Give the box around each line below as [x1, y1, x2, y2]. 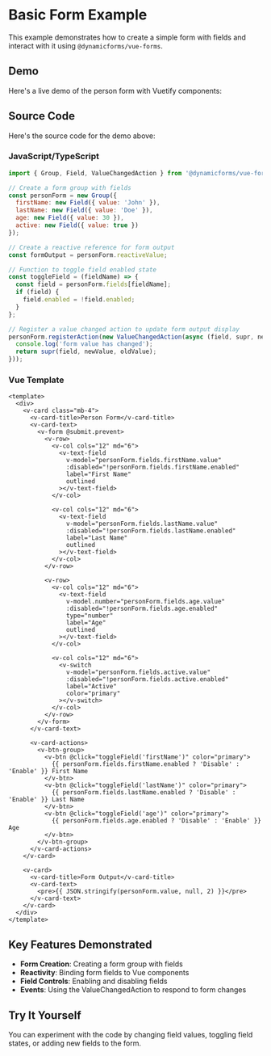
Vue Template [8, 374, 65, 385]
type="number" [65, 612, 114, 620]
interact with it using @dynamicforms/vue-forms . [8, 40, 164, 50]
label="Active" [65, 683, 117, 691]
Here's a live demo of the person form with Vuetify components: [8, 86, 222, 95]
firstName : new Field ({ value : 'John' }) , [15, 199, 161, 207]
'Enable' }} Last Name [8, 796, 85, 804]
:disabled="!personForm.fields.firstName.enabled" [65, 463, 240, 472]
